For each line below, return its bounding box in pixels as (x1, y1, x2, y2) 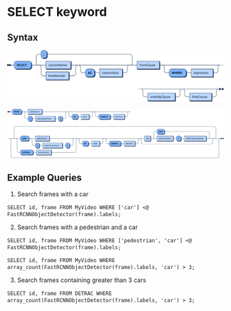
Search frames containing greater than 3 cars (16, 276, 146, 284)
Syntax (7, 32, 38, 43)
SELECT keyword (7, 4, 107, 20)
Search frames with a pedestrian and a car (16, 223, 138, 231)
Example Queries (7, 171, 82, 183)
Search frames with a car (16, 190, 89, 198)
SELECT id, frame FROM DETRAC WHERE (7, 290, 112, 297)
